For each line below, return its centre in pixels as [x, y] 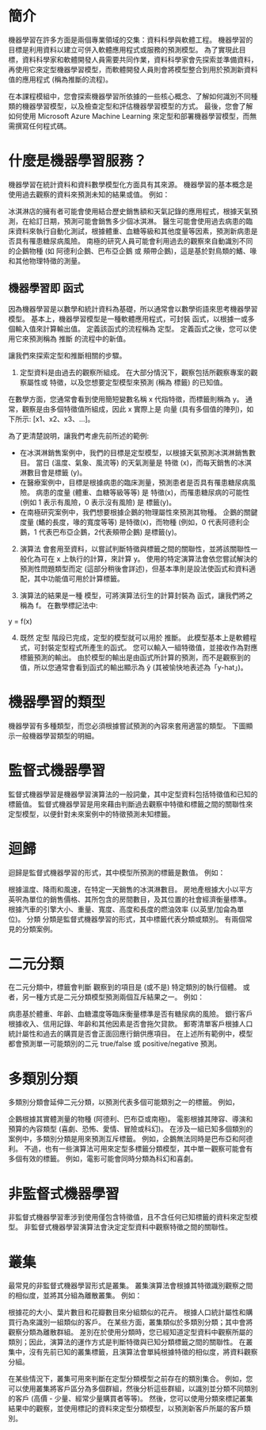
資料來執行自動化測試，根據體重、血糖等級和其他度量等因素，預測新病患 [133, 231]
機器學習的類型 [57, 702]
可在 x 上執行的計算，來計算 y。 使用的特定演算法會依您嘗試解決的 [149, 558]
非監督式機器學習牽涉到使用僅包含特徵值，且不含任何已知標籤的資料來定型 [129, 1217]
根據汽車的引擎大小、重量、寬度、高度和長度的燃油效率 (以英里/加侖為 [123, 909]
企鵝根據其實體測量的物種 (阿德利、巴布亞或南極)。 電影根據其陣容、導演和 [131, 1119]
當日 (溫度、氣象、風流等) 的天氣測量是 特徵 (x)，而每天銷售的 [137, 462]
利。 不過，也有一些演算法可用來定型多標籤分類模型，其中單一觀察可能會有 [131, 1149]
